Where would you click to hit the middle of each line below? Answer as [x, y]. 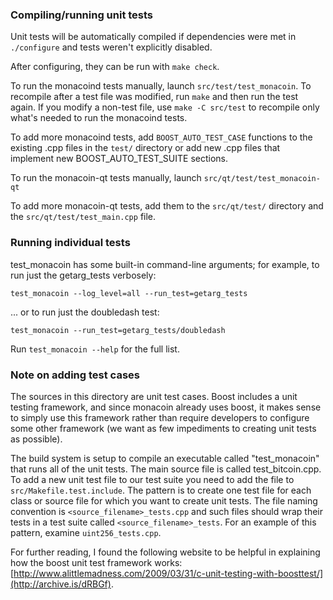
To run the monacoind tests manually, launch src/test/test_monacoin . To [161, 86]
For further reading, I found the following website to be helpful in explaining [165, 552]
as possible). [36, 439]
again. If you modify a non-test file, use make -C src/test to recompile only [165, 107]
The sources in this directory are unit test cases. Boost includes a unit [154, 396]
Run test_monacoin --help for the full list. [95, 349]
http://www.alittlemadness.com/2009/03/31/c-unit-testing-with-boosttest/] [168, 573]
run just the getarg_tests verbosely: [83, 275]
